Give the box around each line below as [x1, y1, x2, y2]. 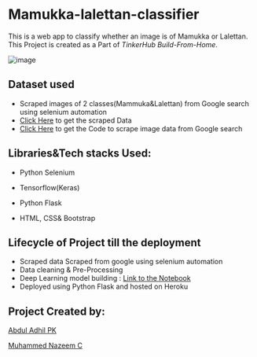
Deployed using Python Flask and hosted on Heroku [19, 282, 189, 292]
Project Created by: [8, 304, 105, 318]
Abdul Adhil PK [8, 326, 57, 335]
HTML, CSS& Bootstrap [19, 213, 96, 223]
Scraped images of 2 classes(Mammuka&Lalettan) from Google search [19, 98, 250, 108]
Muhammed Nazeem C [8, 340, 83, 351]
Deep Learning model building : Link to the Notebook [19, 274, 191, 283]
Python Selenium [19, 167, 75, 177]
